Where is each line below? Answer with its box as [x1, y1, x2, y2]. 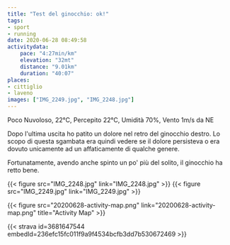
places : [7, 76, 30, 84]
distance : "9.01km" [20, 63, 78, 70]
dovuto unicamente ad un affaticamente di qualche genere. [7, 145, 180, 153]
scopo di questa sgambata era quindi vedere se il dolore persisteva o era [7, 137, 220, 146]
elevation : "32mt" [20, 57, 74, 64]
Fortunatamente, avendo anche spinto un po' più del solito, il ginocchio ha [7, 158, 223, 167]
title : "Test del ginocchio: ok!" [7, 10, 110, 18]
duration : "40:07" [20, 70, 74, 77]
